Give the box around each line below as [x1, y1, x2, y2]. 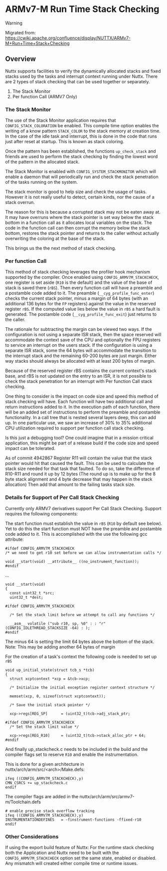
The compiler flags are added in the [5, 793, 79, 799]
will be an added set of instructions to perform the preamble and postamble [5, 409, 161, 415]
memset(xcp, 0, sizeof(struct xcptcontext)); [9, 693, 106, 699]
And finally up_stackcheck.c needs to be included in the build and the [5, 746, 148, 752]
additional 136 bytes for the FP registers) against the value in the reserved [5, 301, 156, 307]
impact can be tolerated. [5, 445, 56, 451]
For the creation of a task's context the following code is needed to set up [5, 653, 157, 659]
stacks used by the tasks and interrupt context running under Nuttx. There [5, 73, 158, 79]
